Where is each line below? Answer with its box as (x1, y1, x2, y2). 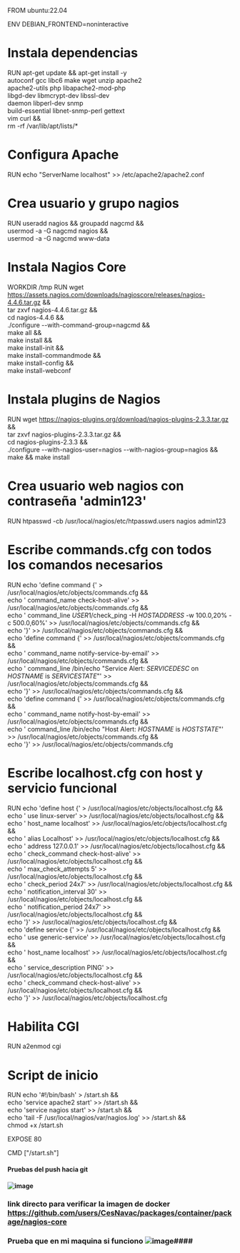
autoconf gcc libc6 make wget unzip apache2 (7, 76, 142, 84)
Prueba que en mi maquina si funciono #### (7, 1236, 194, 1246)
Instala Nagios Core (7, 259, 126, 275)
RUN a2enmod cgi (7, 1042, 61, 1051)
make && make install (7, 453, 70, 461)
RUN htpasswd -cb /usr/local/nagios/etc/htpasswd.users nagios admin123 (7, 516, 226, 525)
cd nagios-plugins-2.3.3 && (7, 437, 88, 446)
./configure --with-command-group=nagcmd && (7, 321, 151, 329)
